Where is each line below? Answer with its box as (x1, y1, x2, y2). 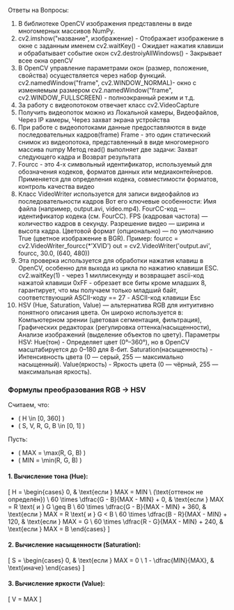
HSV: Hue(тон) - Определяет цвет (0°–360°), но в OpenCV (17, 338, 190, 346)
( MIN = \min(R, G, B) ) (17, 456, 82, 464)
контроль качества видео (17, 183, 95, 190)
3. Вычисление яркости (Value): (8, 579, 105, 588)
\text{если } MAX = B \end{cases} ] (8, 524, 110, 533)
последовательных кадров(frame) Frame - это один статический (17, 130, 211, 139)
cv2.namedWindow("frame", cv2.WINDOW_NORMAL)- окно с (17, 79, 197, 86)
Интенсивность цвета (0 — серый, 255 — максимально (17, 353, 184, 361)
